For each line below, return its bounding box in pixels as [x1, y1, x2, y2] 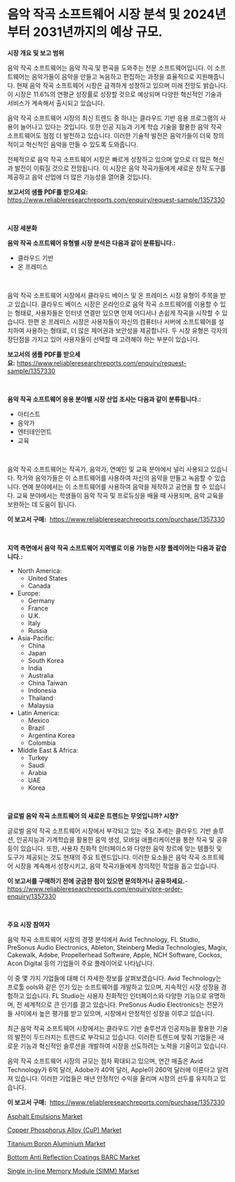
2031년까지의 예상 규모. [32, 24, 163, 40]
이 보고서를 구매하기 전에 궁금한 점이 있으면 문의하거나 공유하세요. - [7, 876, 188, 885]
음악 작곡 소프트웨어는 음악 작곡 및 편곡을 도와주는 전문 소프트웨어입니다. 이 [7, 63, 213, 72]
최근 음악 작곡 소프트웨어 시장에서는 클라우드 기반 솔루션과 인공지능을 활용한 [7, 1024, 215, 1032]
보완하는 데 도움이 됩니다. [7, 500, 77, 508]
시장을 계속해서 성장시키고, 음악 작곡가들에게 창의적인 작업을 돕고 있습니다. [14, 862, 219, 870]
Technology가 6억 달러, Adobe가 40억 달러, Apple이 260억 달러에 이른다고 [7, 1065, 216, 1074]
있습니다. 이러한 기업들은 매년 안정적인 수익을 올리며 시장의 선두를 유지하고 [14, 1074, 219, 1083]
